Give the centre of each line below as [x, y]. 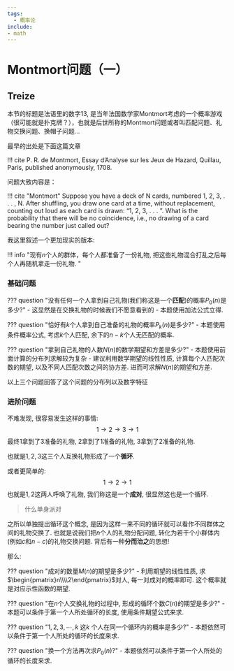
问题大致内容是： [32, 182]
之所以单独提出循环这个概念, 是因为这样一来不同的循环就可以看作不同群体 [113, 524]
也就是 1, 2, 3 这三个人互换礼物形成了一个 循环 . [71, 456]
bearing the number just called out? [58, 226]
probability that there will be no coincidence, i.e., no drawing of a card [108, 218]
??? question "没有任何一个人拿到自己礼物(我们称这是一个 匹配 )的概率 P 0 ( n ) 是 [117, 301]
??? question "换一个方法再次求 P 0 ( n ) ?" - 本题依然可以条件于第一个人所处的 [115, 652]
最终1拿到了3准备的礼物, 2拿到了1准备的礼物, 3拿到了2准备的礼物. [101, 442]
